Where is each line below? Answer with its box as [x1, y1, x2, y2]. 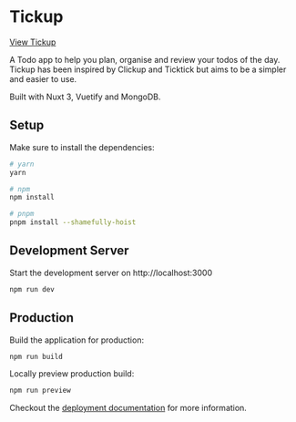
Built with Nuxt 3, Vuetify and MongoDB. [9, 91, 161, 102]
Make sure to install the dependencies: [9, 141, 155, 152]
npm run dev [9, 284, 55, 293]
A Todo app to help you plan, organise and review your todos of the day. [9, 54, 281, 65]
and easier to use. [9, 73, 77, 84]
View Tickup [9, 36, 56, 47]
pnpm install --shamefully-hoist [9, 218, 137, 227]
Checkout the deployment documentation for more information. [9, 403, 248, 414]
